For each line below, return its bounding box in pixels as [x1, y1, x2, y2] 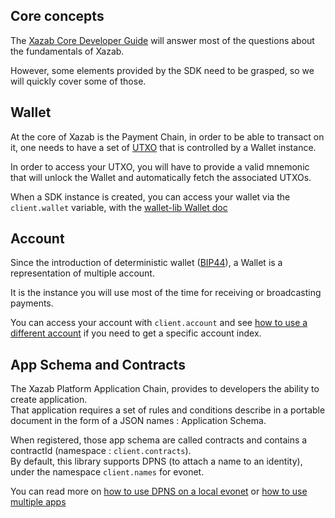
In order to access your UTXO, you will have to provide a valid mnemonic [10, 160, 310, 173]
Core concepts [10, 8, 105, 25]
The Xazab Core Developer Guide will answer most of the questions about [10, 34, 315, 46]
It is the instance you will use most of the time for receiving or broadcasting [10, 287, 322, 299]
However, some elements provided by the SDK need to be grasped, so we [10, 64, 315, 76]
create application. [10, 394, 88, 406]
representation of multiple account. [10, 267, 155, 279]
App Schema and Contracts [10, 356, 186, 373]
